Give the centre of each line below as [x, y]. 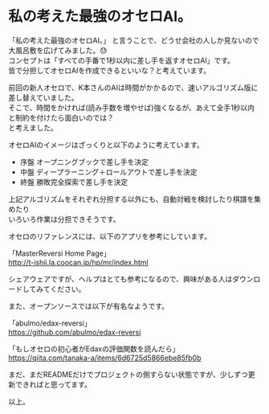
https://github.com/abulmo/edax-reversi [75, 332]
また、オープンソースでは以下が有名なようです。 [89, 305]
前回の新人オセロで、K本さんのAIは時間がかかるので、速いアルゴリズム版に [133, 87]
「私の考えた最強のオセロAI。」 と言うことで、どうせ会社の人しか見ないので [134, 40]
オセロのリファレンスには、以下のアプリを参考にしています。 [110, 236]
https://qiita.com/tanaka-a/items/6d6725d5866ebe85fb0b [105, 358]
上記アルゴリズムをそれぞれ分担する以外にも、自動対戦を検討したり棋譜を [131, 199]
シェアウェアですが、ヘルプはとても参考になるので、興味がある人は [120, 279]
